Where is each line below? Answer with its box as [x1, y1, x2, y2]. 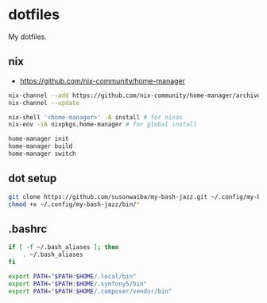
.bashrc [8, 222, 48, 235]
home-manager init [8, 135, 69, 143]
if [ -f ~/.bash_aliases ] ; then [8, 243, 119, 251]
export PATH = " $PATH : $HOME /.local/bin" [8, 272, 137, 280]
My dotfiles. [8, 32, 48, 41]
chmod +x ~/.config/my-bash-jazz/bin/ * [8, 200, 141, 208]
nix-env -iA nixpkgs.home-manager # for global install [8, 121, 197, 129]
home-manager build [8, 142, 73, 150]
